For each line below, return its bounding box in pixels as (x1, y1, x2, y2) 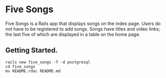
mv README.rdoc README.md (5, 68, 60, 73)
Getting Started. (5, 46, 58, 55)
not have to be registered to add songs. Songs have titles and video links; (5, 25, 160, 32)
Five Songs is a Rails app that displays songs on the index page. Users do (5, 20, 161, 27)
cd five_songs (5, 64, 36, 69)
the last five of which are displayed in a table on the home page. (5, 31, 141, 37)
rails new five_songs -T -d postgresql (5, 60, 91, 65)
